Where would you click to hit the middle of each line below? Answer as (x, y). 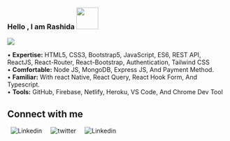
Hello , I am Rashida (41, 27)
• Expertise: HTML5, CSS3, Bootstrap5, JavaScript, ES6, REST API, (104, 55)
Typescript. (24, 84)
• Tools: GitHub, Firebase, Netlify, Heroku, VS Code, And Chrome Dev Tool (115, 92)
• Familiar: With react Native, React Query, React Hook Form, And (102, 77)
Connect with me (45, 114)
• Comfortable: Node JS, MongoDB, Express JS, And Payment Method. (111, 70)
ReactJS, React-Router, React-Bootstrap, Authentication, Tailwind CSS (108, 62)
